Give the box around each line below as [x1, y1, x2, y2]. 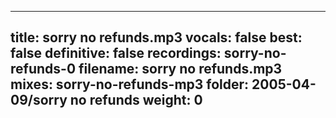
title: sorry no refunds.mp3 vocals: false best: [10, 29, 303, 46]
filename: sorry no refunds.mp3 [78, 61, 283, 78]
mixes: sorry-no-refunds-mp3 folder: [10, 76, 250, 93]
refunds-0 [10, 61, 77, 78]
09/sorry [10, 92, 68, 109]
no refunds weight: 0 [69, 92, 203, 109]
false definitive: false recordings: [10, 45, 222, 62]
